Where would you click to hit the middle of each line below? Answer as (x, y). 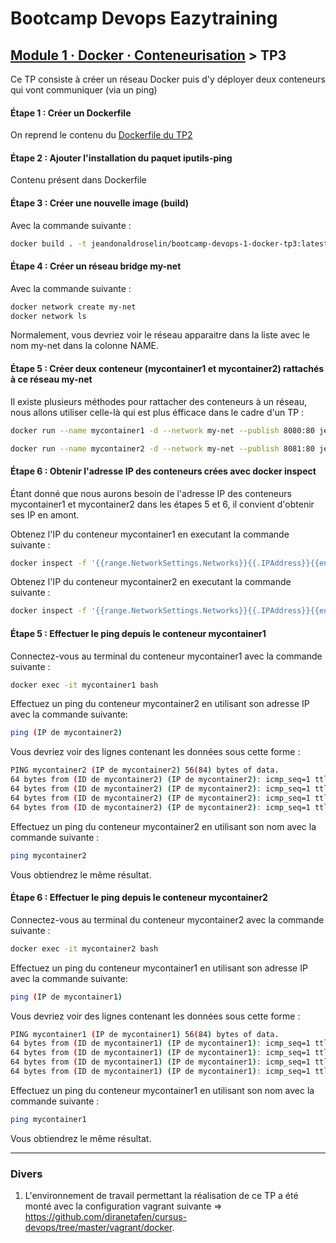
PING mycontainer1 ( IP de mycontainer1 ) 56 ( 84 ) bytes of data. (145, 1034)
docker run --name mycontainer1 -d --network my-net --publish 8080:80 (162, 430)
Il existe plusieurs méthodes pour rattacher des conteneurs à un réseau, (159, 401)
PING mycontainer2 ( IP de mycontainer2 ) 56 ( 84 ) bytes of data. (145, 770)
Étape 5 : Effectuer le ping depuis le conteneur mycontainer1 (138, 633)
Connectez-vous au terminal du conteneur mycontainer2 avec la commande (167, 919)
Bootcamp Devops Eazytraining (144, 18)
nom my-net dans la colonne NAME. (84, 346)
